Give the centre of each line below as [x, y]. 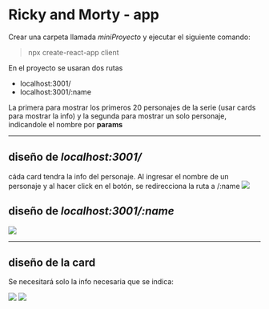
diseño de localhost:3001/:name [91, 211]
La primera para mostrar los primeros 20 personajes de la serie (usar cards [132, 107]
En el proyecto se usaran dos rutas [66, 68]
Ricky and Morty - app [84, 15]
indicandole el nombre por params [66, 124]
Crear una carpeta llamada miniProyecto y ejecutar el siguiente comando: [129, 37]
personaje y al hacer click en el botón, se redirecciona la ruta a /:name [124, 186]
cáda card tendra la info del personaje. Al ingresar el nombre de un [119, 176]
